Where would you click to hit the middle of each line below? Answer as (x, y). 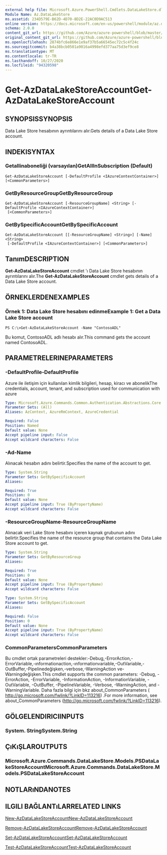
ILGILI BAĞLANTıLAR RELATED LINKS (63, 806)
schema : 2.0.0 (20, 28)
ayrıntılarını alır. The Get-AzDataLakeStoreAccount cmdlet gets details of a (82, 276)
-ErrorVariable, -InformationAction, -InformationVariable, (88, 680)
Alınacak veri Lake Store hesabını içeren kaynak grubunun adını (70, 533)
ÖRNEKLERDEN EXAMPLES (47, 297)
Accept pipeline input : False (37, 435)
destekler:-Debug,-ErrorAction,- (100, 658)
